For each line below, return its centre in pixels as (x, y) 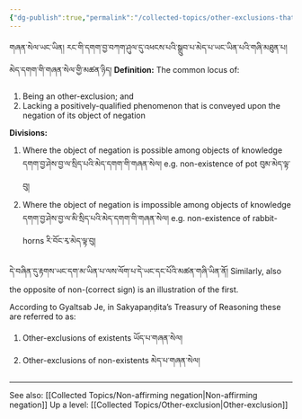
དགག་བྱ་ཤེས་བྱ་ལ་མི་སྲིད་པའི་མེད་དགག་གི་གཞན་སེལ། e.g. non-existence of (136, 218)
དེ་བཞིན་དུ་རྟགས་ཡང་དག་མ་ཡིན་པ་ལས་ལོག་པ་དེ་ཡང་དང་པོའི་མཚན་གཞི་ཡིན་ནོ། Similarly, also (145, 271)
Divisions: (28, 132)
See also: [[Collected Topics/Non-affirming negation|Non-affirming (133, 395)
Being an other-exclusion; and (78, 96)
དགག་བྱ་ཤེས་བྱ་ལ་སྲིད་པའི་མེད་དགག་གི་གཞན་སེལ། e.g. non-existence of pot (140, 164)
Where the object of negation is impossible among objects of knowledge (157, 204)
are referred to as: (43, 316)
